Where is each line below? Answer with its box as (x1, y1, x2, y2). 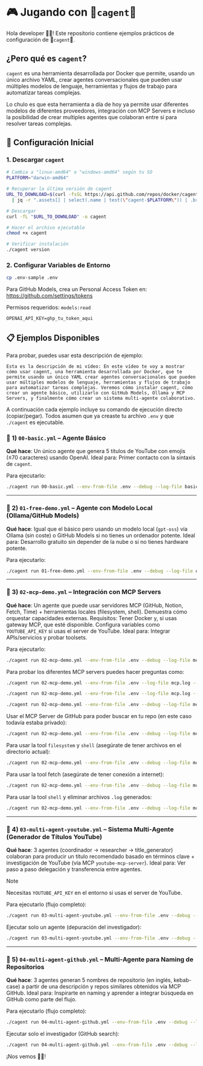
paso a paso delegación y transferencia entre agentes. (6, 865, 142, 872)
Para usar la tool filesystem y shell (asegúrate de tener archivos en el (6, 742, 182, 749)
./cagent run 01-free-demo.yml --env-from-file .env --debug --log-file (6, 567, 193, 574)
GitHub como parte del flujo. (6, 996, 77, 1003)
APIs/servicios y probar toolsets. (6, 633, 88, 641)
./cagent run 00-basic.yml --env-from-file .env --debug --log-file (6, 484, 182, 490)
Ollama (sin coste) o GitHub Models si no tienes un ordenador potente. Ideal (6, 531, 195, 539)
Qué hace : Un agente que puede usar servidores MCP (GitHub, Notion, (6, 601, 183, 609)
